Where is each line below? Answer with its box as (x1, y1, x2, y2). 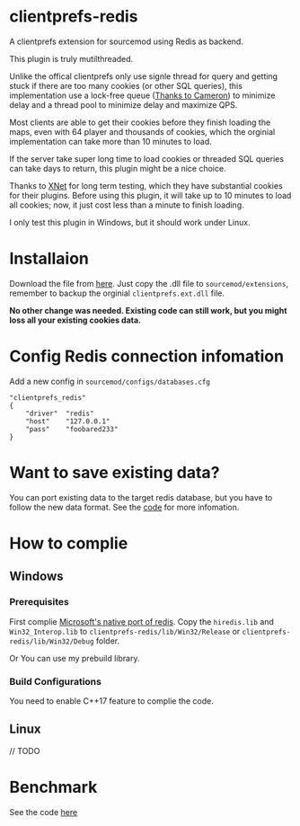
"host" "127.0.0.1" (25, 416, 110, 426)
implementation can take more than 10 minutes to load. (9, 136, 213, 147)
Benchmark (9, 777, 98, 797)
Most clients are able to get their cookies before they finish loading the (9, 117, 271, 128)
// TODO (9, 745, 40, 756)
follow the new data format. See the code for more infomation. (9, 502, 240, 512)
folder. (95, 635, 120, 646)
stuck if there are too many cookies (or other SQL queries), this (9, 80, 243, 91)
